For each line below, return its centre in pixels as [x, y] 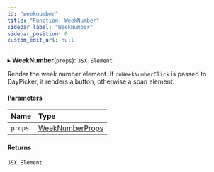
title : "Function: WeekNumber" [53, 21]
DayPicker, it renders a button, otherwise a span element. [91, 81]
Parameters [25, 98]
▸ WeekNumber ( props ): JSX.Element [60, 60]
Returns [19, 147]
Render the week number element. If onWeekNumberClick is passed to [107, 74]
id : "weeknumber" [33, 14]
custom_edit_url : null [41, 40]
